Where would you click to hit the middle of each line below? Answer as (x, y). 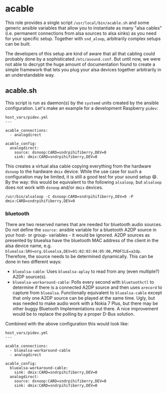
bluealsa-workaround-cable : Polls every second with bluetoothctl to (83, 282)
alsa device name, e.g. (28, 246)
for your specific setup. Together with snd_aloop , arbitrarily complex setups (83, 39)
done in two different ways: (33, 262)
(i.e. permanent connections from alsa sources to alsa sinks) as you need (81, 33)
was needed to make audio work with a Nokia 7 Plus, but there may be (85, 303)
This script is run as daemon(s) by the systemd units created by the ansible (82, 103)
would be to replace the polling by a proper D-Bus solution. (73, 314)
